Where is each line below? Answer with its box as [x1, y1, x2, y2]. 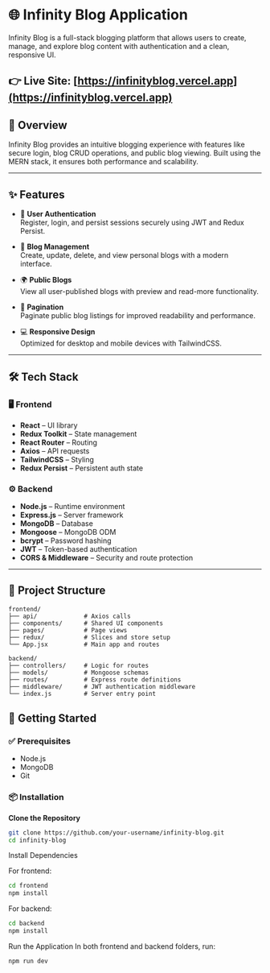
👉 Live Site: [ [8, 74, 78, 88]
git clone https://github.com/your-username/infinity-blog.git [8, 828, 225, 837]
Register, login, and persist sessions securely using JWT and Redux [19, 217, 245, 227]
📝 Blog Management [19, 242, 90, 251]
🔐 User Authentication [19, 209, 96, 218]
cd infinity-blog [8, 836, 67, 844]
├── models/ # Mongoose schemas [8, 669, 149, 677]
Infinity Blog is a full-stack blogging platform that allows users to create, [8, 32, 247, 42]
